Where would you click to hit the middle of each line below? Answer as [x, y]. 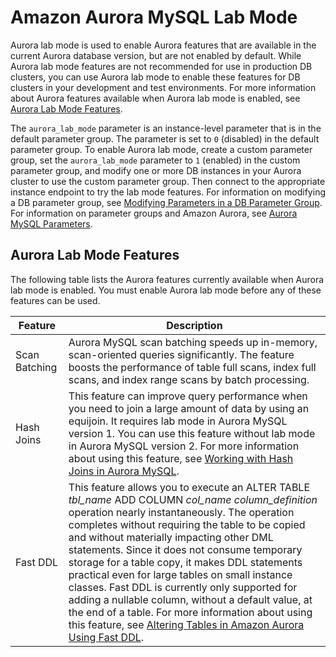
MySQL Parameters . [51, 223]
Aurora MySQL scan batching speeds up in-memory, [193, 342]
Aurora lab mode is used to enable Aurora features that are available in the [163, 45]
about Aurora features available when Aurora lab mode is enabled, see [155, 98]
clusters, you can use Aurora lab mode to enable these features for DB [155, 77]
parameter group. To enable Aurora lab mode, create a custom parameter [161, 149]
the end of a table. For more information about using [190, 612]
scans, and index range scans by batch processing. [189, 379]
